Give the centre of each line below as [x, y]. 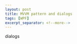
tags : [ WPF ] [17, 18]
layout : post [18, 9]
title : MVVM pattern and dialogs [39, 14]
